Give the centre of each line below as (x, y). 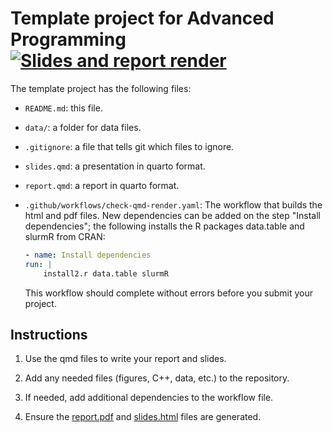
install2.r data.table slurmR (106, 273)
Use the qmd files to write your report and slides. (125, 359)
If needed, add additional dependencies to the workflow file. (149, 398)
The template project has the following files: (101, 88)
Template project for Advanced (142, 18)
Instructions (49, 334)
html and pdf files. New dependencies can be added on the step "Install (172, 215)
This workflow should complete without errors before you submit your (169, 293)
